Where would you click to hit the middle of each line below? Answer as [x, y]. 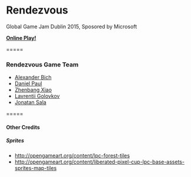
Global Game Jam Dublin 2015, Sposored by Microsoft [71, 26]
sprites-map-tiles [36, 168]
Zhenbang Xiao [33, 90]
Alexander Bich [33, 78]
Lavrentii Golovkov [37, 96]
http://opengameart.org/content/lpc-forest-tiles [72, 155]
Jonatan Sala [31, 102]
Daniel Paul [28, 84]
